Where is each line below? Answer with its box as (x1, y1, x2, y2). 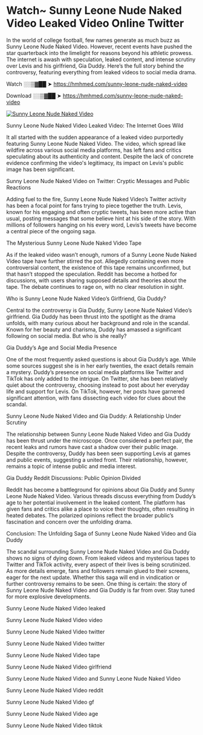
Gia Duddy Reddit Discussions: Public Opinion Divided (6, 474, 141, 481)
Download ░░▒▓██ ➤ (6, 92, 62, 99)
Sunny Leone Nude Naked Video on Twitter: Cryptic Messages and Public (6, 177, 190, 184)
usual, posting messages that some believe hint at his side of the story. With (6, 215, 196, 222)
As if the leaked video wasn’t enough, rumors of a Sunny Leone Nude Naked (6, 251, 197, 258)
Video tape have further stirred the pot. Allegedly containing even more (6, 257, 184, 265)
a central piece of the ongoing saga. (6, 227, 97, 235)
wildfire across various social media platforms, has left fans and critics (6, 146, 182, 154)
